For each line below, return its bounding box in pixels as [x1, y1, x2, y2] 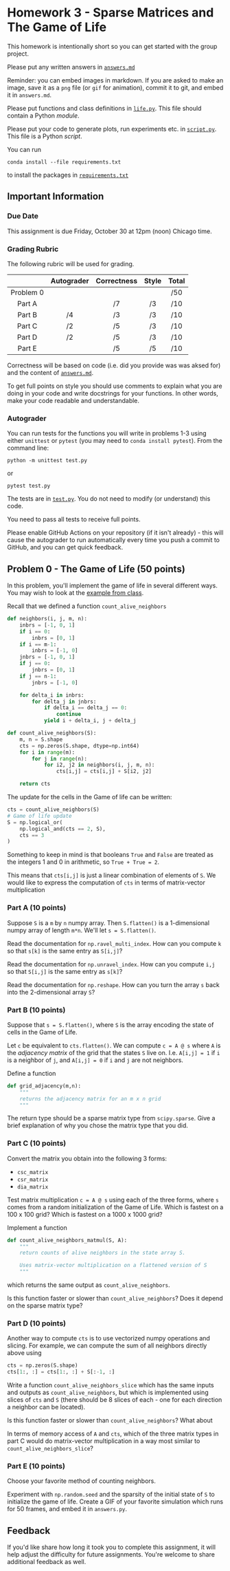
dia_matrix [16, 1183, 49, 1191]
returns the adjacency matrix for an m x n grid [19, 1095, 161, 1102]
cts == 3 [19, 832, 45, 838]
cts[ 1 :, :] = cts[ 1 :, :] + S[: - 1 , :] [7, 1369, 115, 1376]
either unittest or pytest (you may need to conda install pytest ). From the [7, 437, 223, 445]
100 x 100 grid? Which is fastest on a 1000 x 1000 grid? [7, 1210, 163, 1218]
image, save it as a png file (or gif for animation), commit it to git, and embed [7, 83, 224, 91]
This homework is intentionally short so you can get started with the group [7, 42, 218, 50]
